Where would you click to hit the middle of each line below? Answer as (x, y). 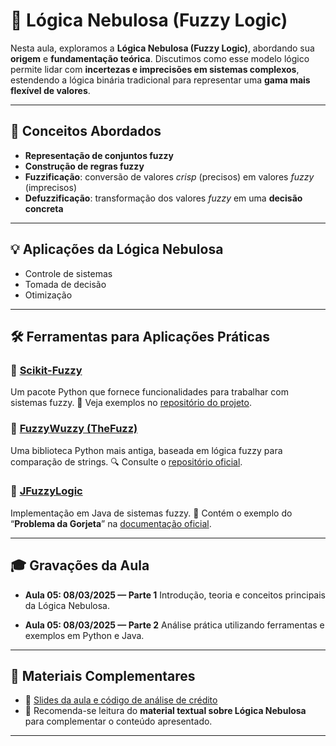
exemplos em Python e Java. (84, 635)
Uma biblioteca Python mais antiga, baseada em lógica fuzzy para (146, 450)
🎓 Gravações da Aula (80, 565)
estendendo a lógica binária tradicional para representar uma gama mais (160, 80)
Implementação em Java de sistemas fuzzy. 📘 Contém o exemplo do (151, 513)
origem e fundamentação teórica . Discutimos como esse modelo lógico (160, 58)
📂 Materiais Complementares (103, 676)
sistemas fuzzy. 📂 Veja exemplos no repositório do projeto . (131, 403)
